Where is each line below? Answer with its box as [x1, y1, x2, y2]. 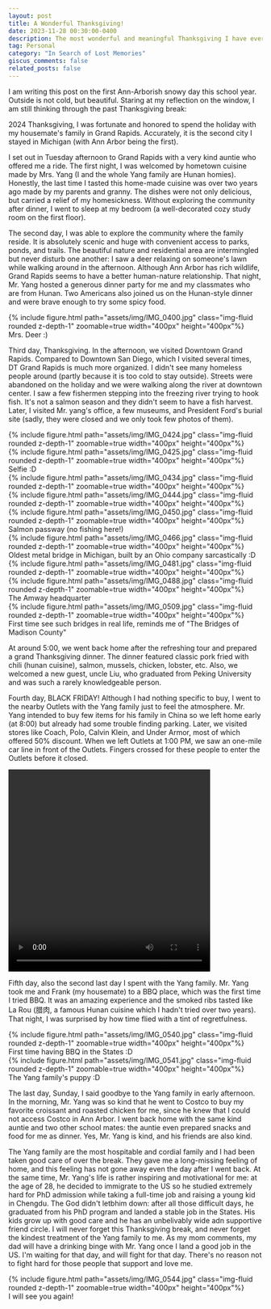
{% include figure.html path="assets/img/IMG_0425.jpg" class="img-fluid [8, 446, 253, 457]
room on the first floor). [8, 212, 86, 222]
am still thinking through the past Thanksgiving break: [8, 103, 187, 113]
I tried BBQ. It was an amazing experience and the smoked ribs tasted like [8, 995, 253, 1005]
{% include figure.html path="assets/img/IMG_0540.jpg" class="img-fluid [8, 1029, 253, 1039]
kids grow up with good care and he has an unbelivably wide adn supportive [8, 1215, 262, 1225]
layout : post [8, 11, 52, 20]
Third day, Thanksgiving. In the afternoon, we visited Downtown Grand [8, 345, 244, 355]
